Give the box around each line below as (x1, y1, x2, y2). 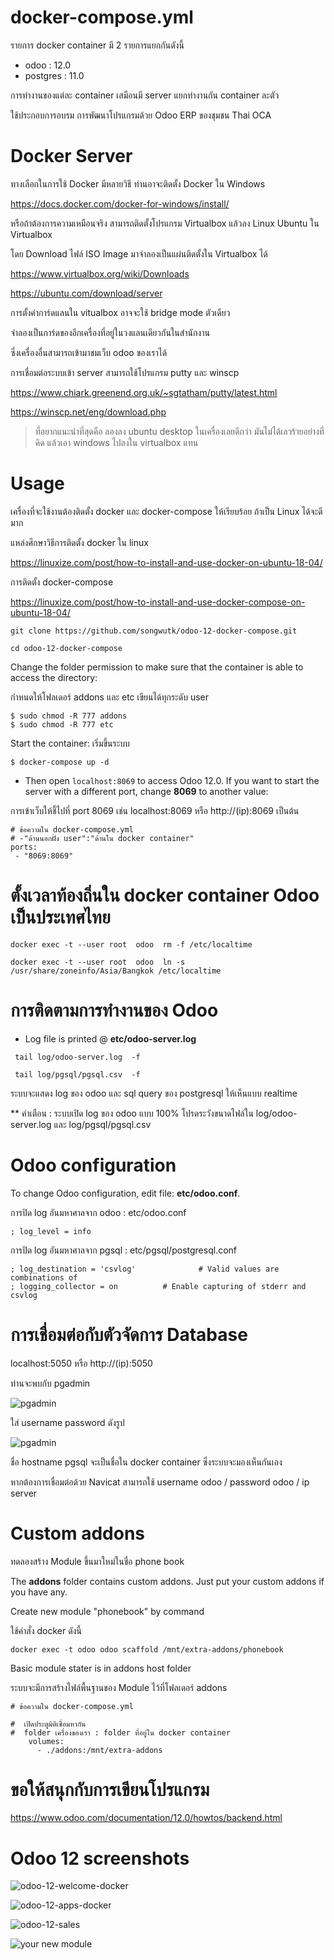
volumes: (28, 1736, 65, 1746)
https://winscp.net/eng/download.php (10, 406, 167, 418)
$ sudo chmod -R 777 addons (10, 711, 128, 721)
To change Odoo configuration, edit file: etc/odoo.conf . (10, 1187, 241, 1199)
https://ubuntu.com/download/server (10, 287, 163, 299)
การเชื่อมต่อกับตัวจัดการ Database (10, 1323, 248, 1346)
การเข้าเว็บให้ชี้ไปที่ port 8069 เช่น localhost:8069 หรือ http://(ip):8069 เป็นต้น (10, 804, 300, 816)
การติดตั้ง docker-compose (10, 576, 114, 588)
